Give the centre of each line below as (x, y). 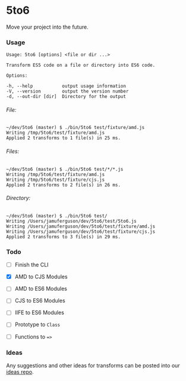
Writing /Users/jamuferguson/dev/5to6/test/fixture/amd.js (81, 226)
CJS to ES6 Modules (40, 301)
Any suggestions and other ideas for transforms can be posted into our (93, 365)
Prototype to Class (37, 325)
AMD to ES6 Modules (41, 289)
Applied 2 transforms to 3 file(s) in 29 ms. (63, 236)
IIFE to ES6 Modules (39, 313)
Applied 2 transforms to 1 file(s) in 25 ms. (63, 138)
